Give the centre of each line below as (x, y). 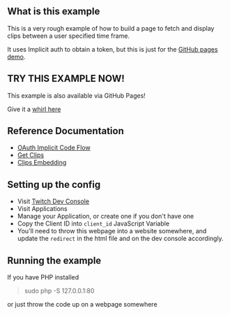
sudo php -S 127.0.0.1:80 (59, 291)
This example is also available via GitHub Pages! (77, 95)
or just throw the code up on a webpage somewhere (83, 305)
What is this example (54, 12)
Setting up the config (54, 184)
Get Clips (30, 155)
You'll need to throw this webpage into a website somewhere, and (112, 231)
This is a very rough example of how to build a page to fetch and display (111, 28)
